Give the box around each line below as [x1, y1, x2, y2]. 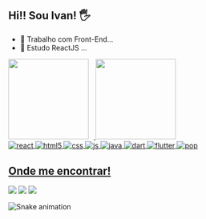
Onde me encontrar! [8, 164, 111, 177]
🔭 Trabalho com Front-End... [19, 34, 114, 44]
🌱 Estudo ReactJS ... [19, 43, 88, 52]
